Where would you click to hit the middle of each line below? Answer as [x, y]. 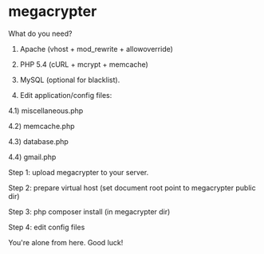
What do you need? [40, 33]
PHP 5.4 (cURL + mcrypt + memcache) [84, 64]
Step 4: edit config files [47, 227]
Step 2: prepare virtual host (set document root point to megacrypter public [132, 188]
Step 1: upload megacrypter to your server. [79, 172]
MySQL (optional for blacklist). [70, 80]
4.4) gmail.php [32, 157]
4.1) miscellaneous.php [46, 111]
